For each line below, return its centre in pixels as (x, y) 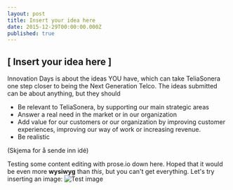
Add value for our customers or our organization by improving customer (121, 122)
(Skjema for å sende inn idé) (48, 151)
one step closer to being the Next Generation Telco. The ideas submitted (112, 86)
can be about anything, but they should (64, 94)
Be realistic (34, 137)
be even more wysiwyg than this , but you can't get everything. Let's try (111, 172)
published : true (31, 33)
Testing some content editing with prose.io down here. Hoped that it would (115, 164)
